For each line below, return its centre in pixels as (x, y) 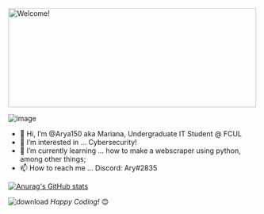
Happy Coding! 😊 (80, 202)
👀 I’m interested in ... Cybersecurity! (78, 142)
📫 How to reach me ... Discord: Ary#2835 (88, 168)
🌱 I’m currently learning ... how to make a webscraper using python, (130, 151)
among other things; (53, 159)
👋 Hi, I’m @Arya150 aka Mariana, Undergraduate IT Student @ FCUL (130, 134)
